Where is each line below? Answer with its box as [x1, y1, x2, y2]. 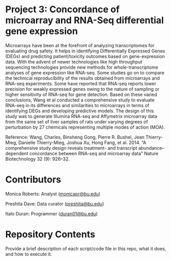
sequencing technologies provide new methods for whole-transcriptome [5, 64, 159, 70]
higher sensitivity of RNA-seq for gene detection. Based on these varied [5, 91, 157, 97]
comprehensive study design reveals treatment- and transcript [5, 145, 137, 151]
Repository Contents [5, 229, 96, 240]
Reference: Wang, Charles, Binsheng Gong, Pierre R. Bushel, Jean [5, 134, 145, 140]
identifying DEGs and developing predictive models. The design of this [5, 108, 154, 114]
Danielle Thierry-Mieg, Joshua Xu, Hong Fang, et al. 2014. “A [18, 139, 146, 146]
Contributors [5, 174, 61, 186]
